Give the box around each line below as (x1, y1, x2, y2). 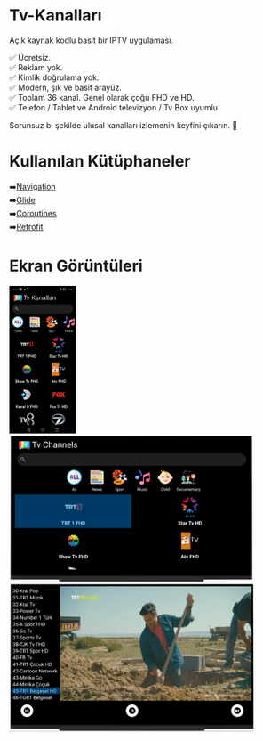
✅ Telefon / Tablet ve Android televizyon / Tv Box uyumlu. (9, 102, 220, 112)
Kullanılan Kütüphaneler (9, 151, 191, 172)
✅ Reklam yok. (9, 61, 63, 72)
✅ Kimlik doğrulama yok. (9, 72, 100, 83)
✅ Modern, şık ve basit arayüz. (9, 82, 122, 93)
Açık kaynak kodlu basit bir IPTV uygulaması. (9, 35, 173, 45)
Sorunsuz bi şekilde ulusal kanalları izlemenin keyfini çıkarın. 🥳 (9, 119, 238, 130)
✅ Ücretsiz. (9, 52, 52, 62)
